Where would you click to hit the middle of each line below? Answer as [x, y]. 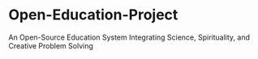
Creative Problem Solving [51, 45]
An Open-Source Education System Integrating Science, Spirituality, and [129, 37]
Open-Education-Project [93, 15]
